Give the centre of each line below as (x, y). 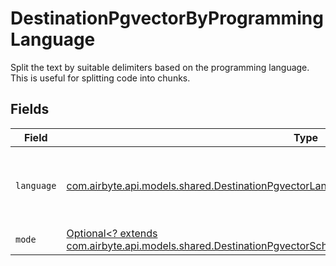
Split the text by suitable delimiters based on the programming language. (160, 67)
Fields (30, 109)
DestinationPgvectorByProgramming (167, 18)
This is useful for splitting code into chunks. (100, 78)
